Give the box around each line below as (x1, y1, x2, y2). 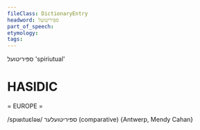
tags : (7, 36, 23, 43)
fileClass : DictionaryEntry (7, 10, 89, 17)
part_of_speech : (7, 23, 54, 30)
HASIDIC (7, 79, 58, 95)
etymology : (7, 29, 39, 37)
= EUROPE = (7, 102, 44, 111)
